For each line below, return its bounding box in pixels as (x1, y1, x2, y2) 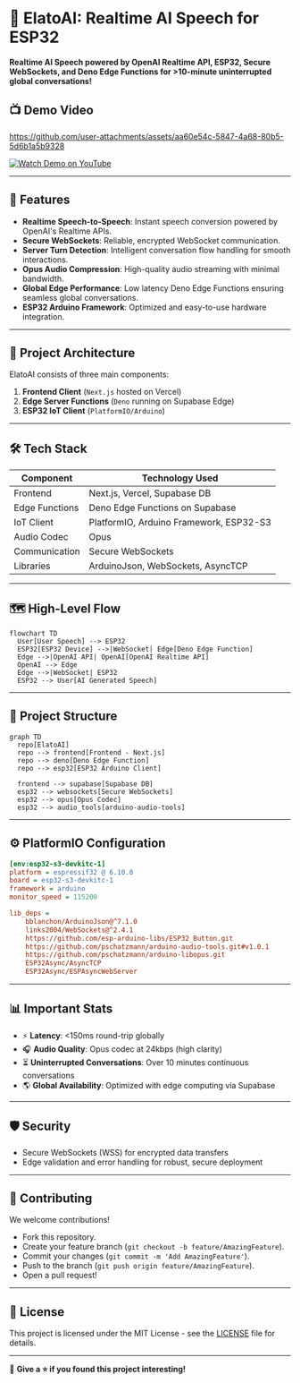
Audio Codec (13, 531, 69, 543)
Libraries (13, 559, 51, 572)
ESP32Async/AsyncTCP (25, 959, 102, 968)
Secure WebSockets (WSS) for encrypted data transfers (21, 1147, 229, 1157)
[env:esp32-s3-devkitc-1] (9, 859, 105, 868)
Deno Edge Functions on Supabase (88, 501, 237, 514)
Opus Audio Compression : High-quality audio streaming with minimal (21, 263, 279, 274)
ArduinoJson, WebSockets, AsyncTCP (88, 559, 248, 572)
